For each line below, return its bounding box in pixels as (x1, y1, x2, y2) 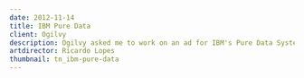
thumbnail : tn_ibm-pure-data (9, 55, 119, 64)
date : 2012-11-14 (9, 13, 75, 22)
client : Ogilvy (9, 30, 67, 39)
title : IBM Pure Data (9, 22, 91, 30)
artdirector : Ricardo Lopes (9, 47, 116, 56)
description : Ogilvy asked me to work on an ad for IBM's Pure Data (9, 38, 273, 48)
